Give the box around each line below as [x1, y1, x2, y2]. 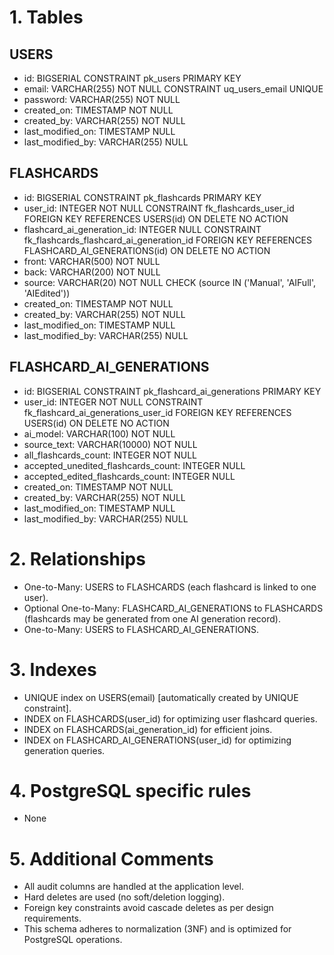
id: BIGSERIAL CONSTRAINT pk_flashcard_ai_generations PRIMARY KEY [23, 385, 322, 397]
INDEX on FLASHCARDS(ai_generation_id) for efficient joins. [23, 723, 273, 735]
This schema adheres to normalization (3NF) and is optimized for [23, 923, 292, 935]
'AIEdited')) [23, 287, 71, 299]
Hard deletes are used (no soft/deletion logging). [23, 891, 226, 903]
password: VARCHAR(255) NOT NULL [23, 94, 181, 105]
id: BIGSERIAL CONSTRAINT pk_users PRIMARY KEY [23, 72, 242, 84]
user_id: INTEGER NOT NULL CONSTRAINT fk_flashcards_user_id [23, 202, 295, 214]
